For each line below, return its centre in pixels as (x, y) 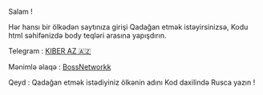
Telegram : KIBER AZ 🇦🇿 (50, 51)
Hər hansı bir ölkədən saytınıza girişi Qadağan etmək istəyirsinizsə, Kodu (128, 27)
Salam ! (21, 12)
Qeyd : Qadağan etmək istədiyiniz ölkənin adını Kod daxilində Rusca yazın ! (132, 82)
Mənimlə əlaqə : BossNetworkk (60, 67)
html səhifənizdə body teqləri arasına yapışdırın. (87, 36)
